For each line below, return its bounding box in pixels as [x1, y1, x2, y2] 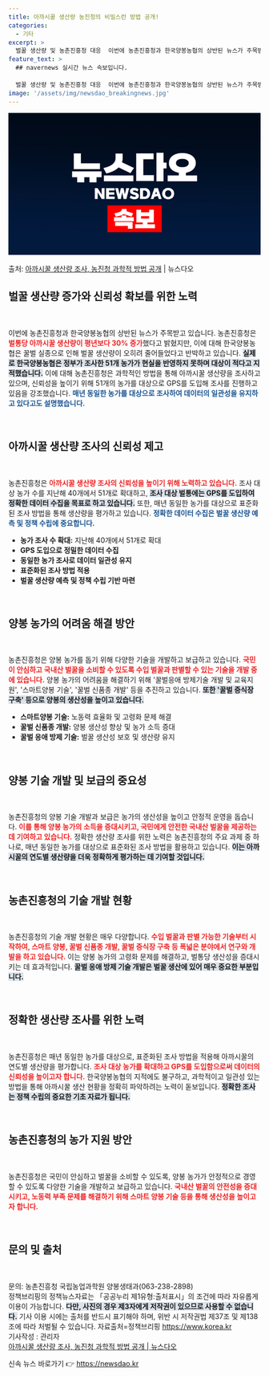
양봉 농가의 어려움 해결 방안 [8, 617, 134, 630]
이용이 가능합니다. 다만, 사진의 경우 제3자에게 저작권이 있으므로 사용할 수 [8, 1301, 233, 1311]
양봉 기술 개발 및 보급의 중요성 [8, 773, 147, 787]
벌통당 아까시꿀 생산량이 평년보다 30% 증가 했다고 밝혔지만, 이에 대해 [8, 338, 222, 348]
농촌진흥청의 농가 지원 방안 [8, 1133, 132, 1147]
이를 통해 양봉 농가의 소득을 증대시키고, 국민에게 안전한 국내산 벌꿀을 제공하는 [18, 822, 258, 832]
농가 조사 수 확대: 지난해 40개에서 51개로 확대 [19, 535, 162, 545]
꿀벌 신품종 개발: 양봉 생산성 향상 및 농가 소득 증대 [19, 723, 176, 732]
